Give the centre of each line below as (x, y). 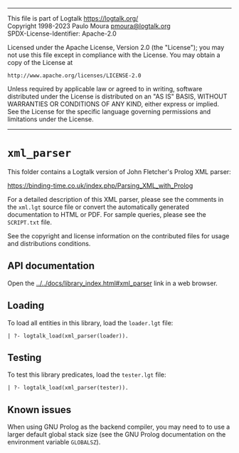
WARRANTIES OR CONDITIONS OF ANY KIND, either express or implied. (113, 104)
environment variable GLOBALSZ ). (54, 442)
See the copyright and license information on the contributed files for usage (118, 235)
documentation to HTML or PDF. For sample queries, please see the (107, 214)
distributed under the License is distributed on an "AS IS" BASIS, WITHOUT (117, 96)
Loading (26, 306)
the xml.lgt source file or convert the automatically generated (99, 207)
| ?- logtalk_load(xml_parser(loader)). (68, 336)
